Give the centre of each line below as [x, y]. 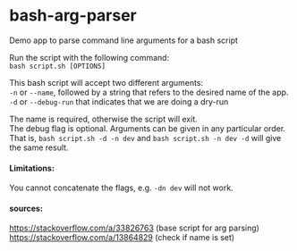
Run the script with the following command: [89, 57]
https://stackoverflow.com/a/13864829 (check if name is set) [122, 238]
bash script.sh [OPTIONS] [57, 66]
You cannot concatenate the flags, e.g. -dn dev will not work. [122, 188]
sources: [26, 208]
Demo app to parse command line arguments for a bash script [124, 40]
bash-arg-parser [73, 16]
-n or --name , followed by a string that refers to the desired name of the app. [149, 92]
